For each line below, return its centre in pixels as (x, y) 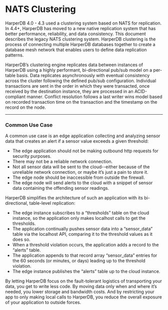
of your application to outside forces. (43, 302)
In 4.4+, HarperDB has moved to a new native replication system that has (80, 28)
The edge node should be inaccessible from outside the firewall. (78, 178)
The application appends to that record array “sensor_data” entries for (85, 255)
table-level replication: (52, 203)
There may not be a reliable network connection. (62, 162)
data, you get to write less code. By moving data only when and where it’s (81, 286)
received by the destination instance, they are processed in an (69, 91)
